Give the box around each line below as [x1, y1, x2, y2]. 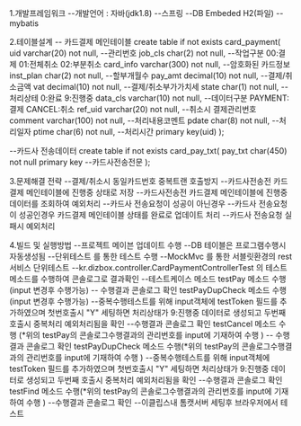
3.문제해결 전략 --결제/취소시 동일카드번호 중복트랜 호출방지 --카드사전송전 [9, 176, 272, 186]
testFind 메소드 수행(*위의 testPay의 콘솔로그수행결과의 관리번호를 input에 [9, 386, 272, 396]
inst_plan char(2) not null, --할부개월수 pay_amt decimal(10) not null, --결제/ [9, 70, 286, 81]
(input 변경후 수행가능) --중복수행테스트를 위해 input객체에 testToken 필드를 [9, 296, 279, 306]
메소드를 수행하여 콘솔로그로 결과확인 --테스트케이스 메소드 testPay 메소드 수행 [9, 273, 287, 284]
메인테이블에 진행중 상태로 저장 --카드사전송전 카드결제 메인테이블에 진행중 [25, 187, 288, 198]
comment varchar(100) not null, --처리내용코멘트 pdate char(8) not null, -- [9, 115, 280, 126]
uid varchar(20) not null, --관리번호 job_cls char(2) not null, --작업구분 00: [9, 48, 279, 58]
